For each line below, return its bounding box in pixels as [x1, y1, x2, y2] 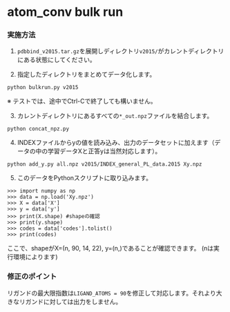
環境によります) [12, 253, 58, 261]
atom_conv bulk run [7, 4, 124, 20]
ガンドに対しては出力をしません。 [25, 298, 122, 306]
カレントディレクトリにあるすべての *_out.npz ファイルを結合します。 [17, 112, 213, 120]
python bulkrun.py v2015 [7, 84, 79, 91]
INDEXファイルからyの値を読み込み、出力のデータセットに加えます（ [17, 139, 215, 147]
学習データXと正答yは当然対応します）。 [47, 147, 162, 155]
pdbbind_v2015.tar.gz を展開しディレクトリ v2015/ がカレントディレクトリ [17, 47, 224, 55]
